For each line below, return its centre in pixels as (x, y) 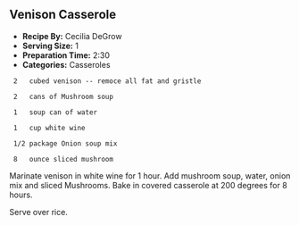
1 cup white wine (50, 128)
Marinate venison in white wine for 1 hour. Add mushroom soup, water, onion (150, 175)
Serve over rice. (39, 212)
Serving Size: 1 (50, 46)
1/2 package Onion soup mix (65, 143)
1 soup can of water (55, 112)
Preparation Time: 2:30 (66, 55)
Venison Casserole (63, 15)
